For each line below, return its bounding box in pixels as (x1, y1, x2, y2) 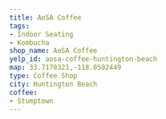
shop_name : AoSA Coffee (9, 47, 98, 55)
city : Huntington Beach (9, 80, 98, 89)
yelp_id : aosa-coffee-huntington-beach (9, 55, 158, 64)
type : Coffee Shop (9, 72, 78, 81)
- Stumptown (9, 96, 54, 106)
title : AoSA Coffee (9, 13, 82, 22)
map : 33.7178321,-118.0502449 (9, 64, 122, 72)
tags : (9, 21, 29, 30)
